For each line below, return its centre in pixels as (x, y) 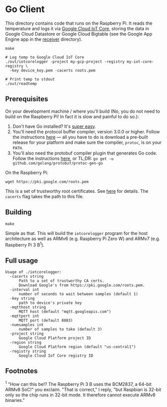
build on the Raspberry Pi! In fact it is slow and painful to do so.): (72, 116)
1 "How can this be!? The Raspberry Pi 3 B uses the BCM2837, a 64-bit (78, 383)
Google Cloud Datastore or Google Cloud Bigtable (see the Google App (79, 34)
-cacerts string (27, 277)
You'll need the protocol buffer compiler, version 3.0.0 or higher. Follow (86, 131)
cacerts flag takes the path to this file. (45, 196)
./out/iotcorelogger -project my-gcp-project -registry (65, 61)
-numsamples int (27, 325)
